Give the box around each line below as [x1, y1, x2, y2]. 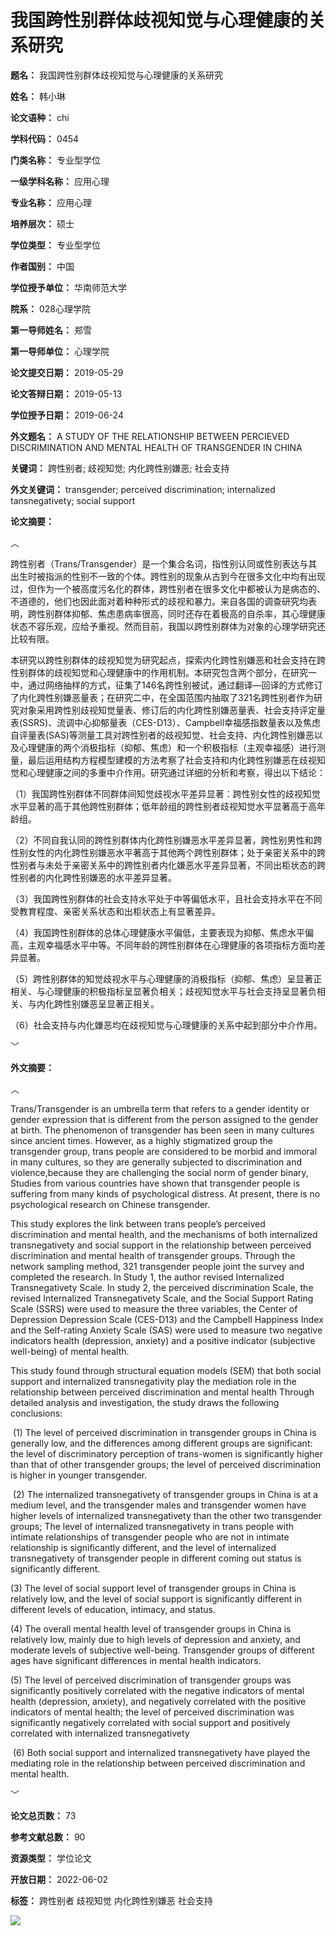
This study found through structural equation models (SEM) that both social [10, 1364, 322, 1376]
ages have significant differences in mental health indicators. [10, 1654, 262, 1666]
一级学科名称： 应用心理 [10, 175, 110, 187]
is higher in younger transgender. [10, 1469, 148, 1481]
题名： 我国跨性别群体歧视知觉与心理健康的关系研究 [10, 69, 223, 81]
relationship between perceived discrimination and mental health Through [10, 1386, 315, 1398]
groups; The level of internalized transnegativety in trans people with [10, 1520, 295, 1532]
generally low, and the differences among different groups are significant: [10, 1437, 313, 1449]
